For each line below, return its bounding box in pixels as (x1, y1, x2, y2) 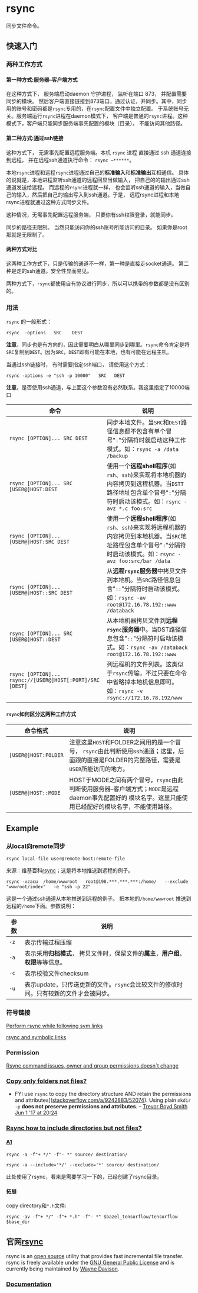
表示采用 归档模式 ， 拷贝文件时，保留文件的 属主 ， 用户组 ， (24, 949, 186, 957)
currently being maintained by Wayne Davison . (6, 1265, 120, 1272)
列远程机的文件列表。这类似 (107, 660, 184, 669)
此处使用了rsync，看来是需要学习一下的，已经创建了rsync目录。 (6, 1173, 163, 1181)
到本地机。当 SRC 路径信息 (107, 576, 175, 584)
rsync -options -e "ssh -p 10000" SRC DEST (6, 373, 126, 379)
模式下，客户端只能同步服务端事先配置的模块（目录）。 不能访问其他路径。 (6, 120, 186, 127)
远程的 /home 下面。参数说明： (6, 902, 77, 910)
